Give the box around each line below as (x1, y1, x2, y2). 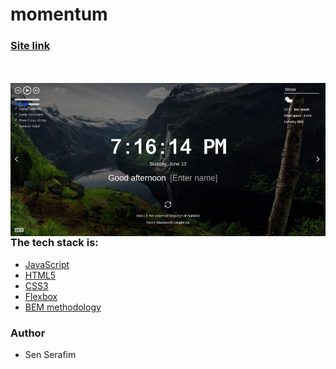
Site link (10, 39, 51, 53)
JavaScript (24, 258, 70, 270)
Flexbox (24, 290, 58, 302)
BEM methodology (24, 301, 102, 313)
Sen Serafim (24, 349, 77, 361)
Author (10, 326, 46, 340)
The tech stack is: (10, 236, 99, 250)
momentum (10, 3, 108, 26)
